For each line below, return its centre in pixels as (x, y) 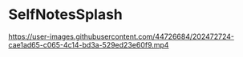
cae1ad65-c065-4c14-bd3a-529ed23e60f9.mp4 (89, 44)
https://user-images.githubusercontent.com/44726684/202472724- (121, 36)
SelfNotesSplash (65, 15)
